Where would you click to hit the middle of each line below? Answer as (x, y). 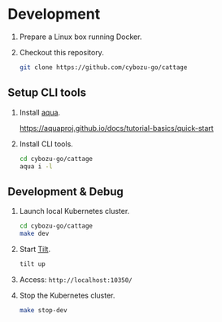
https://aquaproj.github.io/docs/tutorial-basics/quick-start (116, 128)
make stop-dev (43, 310)
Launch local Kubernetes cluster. (74, 211)
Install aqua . (40, 112)
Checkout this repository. (62, 52)
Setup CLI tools (47, 93)
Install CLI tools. (46, 144)
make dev (34, 234)
